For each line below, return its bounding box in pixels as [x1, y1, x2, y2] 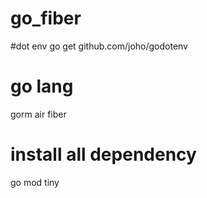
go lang [10, 75, 74, 98]
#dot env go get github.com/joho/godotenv [10, 40, 188, 52]
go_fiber [10, 7, 82, 30]
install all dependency [10, 143, 197, 166]
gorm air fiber [10, 108, 67, 120]
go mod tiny [10, 176, 60, 188]
